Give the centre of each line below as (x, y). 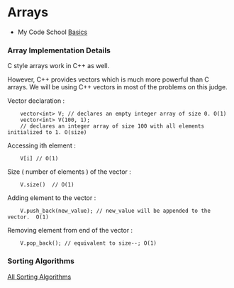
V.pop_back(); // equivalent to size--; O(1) (89, 243)
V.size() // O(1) (47, 185)
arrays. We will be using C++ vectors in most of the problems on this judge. (118, 87)
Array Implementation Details (59, 50)
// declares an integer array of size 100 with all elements (112, 126)
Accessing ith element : (41, 145)
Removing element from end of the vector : (70, 231)
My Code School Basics (52, 32)
